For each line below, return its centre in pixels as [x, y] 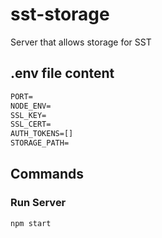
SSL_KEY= [28, 115]
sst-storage [60, 14]
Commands [47, 174]
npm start [31, 223]
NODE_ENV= [31, 106]
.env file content [62, 73]
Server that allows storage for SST [81, 42]
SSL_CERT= [31, 124]
